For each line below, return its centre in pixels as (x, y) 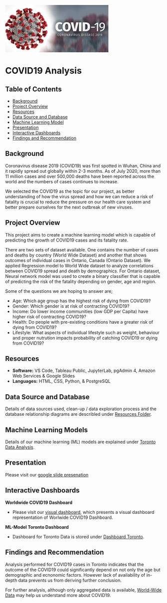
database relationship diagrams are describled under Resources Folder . (79, 414)
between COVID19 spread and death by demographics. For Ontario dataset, (83, 271)
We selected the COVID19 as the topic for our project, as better (70, 191)
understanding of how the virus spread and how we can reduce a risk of (79, 196)
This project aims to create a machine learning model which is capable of (80, 235)
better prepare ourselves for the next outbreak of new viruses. (69, 207)
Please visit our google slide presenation (47, 475)
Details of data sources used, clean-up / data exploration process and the (81, 409)
